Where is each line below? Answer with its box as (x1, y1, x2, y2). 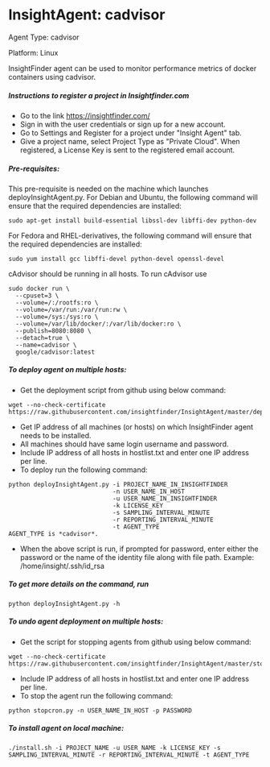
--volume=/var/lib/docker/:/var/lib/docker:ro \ (15, 320, 182, 328)
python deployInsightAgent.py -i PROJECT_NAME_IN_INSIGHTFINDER (8, 480, 228, 488)
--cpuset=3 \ (15, 292, 59, 300)
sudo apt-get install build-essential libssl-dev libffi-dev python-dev (8, 216, 257, 225)
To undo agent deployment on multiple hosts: (8, 616, 164, 626)
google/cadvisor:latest (15, 348, 95, 356)
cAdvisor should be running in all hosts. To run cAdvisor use (8, 268, 207, 279)
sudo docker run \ (8, 284, 70, 292)
